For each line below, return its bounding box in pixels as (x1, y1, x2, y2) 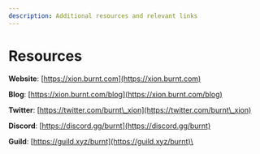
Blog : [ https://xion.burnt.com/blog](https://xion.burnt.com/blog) (8, 89, 223, 99)
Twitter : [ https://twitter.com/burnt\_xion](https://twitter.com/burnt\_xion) (8, 105, 252, 114)
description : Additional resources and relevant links (8, 11, 198, 20)
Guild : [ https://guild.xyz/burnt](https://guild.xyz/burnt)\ (8, 136, 193, 146)
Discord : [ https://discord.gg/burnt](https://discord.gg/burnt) (8, 121, 211, 130)
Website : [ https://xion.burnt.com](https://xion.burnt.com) (8, 74, 201, 83)
